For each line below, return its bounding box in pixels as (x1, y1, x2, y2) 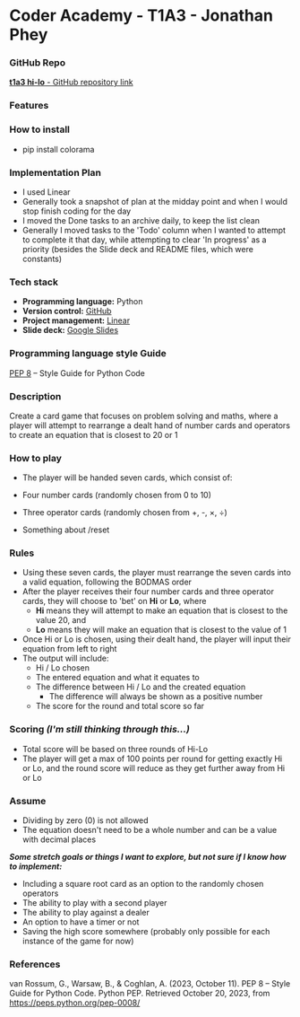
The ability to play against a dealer (21, 907, 150, 918)
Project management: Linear (21, 315, 131, 326)
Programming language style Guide (9, 347, 167, 360)
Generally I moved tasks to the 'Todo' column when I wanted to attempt (21, 225, 287, 235)
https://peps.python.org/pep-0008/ (9, 997, 141, 1008)
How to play (9, 452, 63, 464)
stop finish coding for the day (21, 206, 132, 216)
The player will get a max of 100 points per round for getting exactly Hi (21, 753, 283, 764)
